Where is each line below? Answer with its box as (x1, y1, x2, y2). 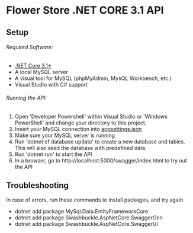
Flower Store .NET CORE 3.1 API (6, 4, 164, 17)
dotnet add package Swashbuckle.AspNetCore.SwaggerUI (14, 220, 158, 227)
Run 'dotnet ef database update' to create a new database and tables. (14, 138, 185, 145)
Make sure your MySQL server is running (14, 132, 115, 139)
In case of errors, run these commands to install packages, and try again (6, 196, 184, 203)
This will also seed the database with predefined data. (14, 144, 147, 151)
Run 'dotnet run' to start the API (14, 151, 92, 158)
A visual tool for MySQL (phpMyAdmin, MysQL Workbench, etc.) (14, 75, 172, 82)
